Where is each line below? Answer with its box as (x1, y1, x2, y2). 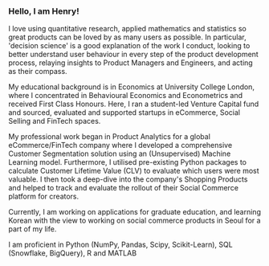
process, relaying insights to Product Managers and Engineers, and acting (8, 58, 253, 68)
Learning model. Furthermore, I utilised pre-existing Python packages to (8, 158, 247, 167)
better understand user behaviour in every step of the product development (8, 50, 259, 59)
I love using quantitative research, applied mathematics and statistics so (8, 24, 247, 34)
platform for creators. (8, 191, 79, 202)
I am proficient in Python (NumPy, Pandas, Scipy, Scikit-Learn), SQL (8, 239, 233, 250)
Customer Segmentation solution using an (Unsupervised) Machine (8, 149, 231, 158)
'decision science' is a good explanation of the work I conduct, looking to (8, 41, 251, 51)
